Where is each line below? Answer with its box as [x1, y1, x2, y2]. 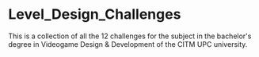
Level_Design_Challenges [8, 5, 181, 23]
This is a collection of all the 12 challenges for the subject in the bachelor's [8, 31, 252, 41]
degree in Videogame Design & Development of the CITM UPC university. [8, 39, 248, 48]
